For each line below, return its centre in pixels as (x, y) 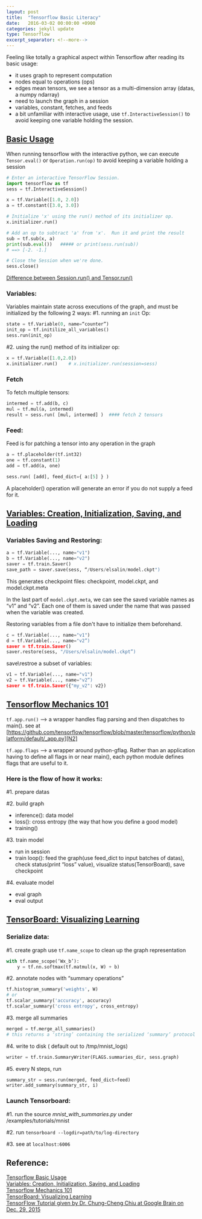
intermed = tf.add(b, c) (37, 404)
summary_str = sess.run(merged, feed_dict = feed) (68, 1080)
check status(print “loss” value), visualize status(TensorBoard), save (100, 864)
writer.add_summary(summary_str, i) (52, 1085)
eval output (29, 901)
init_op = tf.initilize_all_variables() (58, 330)
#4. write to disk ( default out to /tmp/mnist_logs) (67, 1046)
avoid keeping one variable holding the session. (74, 120)
